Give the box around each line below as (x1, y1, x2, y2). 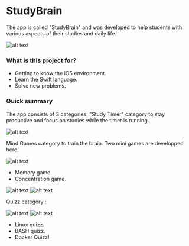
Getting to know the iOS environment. (14, 70, 106, 77)
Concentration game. (14, 175, 67, 182)
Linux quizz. (14, 221, 44, 228)
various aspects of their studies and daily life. (6, 30, 117, 37)
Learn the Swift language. (14, 76, 78, 83)
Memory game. (14, 169, 52, 176)
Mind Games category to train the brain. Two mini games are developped (6, 140, 184, 147)
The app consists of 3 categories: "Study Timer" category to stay (6, 111, 165, 118)
